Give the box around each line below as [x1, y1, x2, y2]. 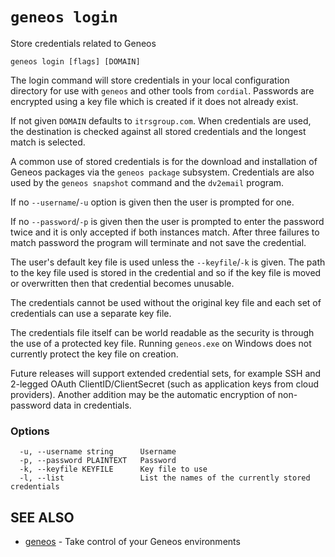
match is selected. [10, 136, 86, 148]
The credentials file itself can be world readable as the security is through [10, 326, 315, 338]
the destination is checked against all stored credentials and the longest [10, 125, 307, 137]
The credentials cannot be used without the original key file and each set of [10, 296, 322, 308]
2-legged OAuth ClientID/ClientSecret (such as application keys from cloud [10, 378, 320, 390]
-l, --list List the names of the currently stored [19, 473, 311, 483]
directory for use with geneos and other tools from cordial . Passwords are [10, 84, 315, 97]
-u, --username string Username [19, 447, 177, 457]
